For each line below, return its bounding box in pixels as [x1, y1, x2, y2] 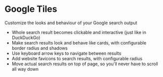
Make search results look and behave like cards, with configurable [11, 39, 146, 45]
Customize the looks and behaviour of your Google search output [4, 20, 137, 26]
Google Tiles [4, 3, 58, 15]
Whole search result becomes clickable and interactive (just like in [11, 29, 146, 35]
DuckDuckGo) [11, 35, 40, 40]
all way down [11, 66, 39, 72]
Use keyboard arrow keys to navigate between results [11, 50, 122, 56]
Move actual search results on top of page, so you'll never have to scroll [11, 61, 158, 67]
